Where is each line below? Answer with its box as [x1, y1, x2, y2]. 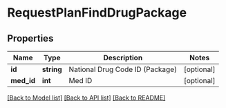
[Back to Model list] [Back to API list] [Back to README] [7, 93, 166, 102]
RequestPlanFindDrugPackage [7, 5, 187, 21]
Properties [7, 33, 54, 44]
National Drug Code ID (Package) [68, 64, 178, 74]
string [41, 64, 62, 74]
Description [103, 53, 143, 62]
